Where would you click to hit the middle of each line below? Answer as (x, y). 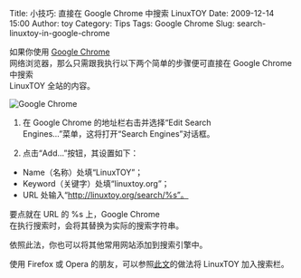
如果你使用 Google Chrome (60, 52)
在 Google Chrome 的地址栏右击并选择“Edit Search (117, 122)
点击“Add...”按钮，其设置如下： (80, 153)
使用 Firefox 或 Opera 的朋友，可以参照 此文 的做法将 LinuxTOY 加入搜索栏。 (149, 264)
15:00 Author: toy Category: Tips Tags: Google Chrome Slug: (122, 24)
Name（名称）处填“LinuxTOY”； (82, 172)
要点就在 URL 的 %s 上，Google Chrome (85, 214)
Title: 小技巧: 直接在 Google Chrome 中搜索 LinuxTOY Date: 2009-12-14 (142, 13)
